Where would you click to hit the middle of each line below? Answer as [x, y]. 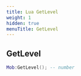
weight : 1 [19, 18]
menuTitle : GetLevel [33, 29]
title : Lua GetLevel [33, 12]
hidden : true [23, 23]
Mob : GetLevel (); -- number [40, 67]
